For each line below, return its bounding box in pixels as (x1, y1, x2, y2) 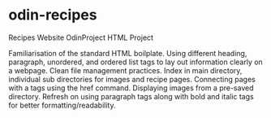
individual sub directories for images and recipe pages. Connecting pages (8, 74, 256, 84)
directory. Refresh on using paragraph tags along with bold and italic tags (8, 91, 254, 101)
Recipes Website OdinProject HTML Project (8, 33, 154, 42)
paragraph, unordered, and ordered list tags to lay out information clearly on (8, 57, 264, 67)
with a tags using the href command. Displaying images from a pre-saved (8, 83, 254, 93)
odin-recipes (8, 6, 97, 24)
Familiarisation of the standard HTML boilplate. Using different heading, (8, 48, 247, 58)
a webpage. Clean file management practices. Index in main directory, (8, 65, 243, 75)
